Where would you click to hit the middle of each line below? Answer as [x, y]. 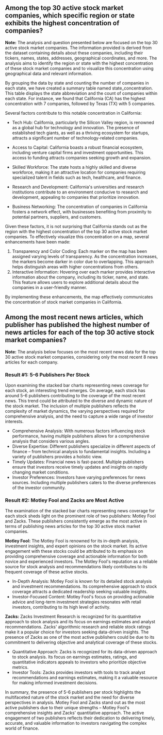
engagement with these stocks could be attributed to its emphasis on [74, 551]
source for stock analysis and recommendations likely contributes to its [76, 567]
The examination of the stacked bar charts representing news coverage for [80, 511]
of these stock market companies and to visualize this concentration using [79, 68]
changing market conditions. [41, 472]
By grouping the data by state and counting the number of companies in [77, 83]
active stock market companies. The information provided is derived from [78, 48]
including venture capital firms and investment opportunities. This [78, 152]
